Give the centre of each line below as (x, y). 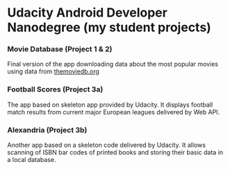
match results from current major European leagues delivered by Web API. (114, 112)
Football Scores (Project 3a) (55, 89)
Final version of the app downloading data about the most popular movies (113, 64)
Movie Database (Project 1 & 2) (60, 49)
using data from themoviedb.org (53, 71)
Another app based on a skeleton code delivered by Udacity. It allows (107, 145)
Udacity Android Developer (88, 13)
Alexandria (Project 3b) (47, 130)
